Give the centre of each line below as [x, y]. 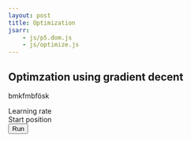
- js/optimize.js [51, 45]
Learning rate [30, 110]
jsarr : [19, 30]
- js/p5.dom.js [47, 37]
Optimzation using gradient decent [96, 77]
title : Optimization [42, 23]
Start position [30, 119]
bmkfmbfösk [29, 95]
